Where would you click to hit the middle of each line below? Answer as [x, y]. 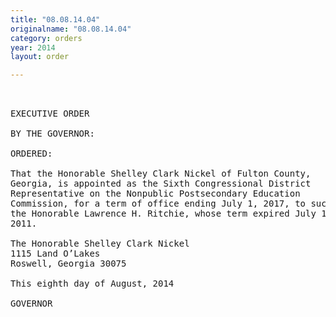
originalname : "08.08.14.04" [71, 29]
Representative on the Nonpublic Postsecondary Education [155, 194]
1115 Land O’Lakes [55, 254]
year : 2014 [33, 47]
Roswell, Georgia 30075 [68, 264]
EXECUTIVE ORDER [50, 114]
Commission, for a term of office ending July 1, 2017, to [158, 204]
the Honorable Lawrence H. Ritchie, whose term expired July [163, 214]
